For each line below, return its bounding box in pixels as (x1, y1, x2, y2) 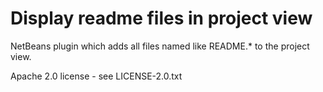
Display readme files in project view (10, 7, 313, 30)
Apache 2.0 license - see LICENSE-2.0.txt (10, 70, 183, 82)
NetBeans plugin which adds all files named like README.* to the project (10, 40, 310, 52)
